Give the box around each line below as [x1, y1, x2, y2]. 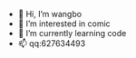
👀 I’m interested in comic [17, 18, 111, 29]
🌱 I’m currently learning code [17, 28, 127, 38]
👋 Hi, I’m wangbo [17, 9, 83, 19]
